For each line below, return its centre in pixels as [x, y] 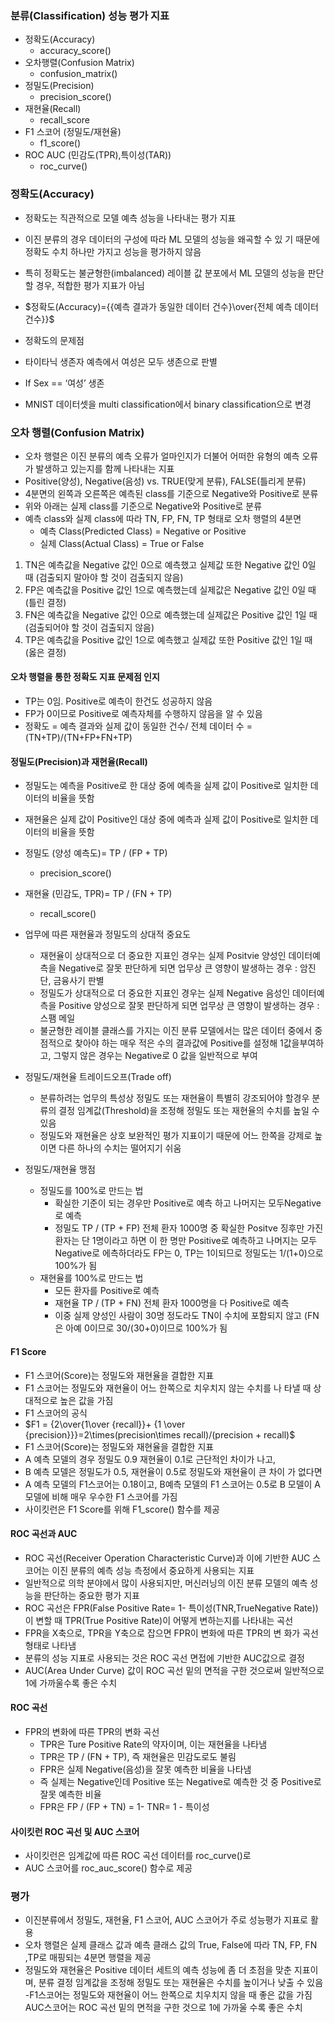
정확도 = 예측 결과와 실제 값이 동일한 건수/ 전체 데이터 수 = [138, 726]
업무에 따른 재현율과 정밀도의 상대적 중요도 [108, 934]
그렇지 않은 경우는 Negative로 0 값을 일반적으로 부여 [155, 1056]
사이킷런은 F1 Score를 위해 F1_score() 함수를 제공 [122, 1509]
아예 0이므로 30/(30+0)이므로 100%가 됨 [146, 1328]
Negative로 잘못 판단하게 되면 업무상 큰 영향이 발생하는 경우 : [178, 968]
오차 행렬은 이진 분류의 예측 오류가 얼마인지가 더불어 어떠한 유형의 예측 [162, 456]
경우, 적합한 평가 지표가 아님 [90, 285]
